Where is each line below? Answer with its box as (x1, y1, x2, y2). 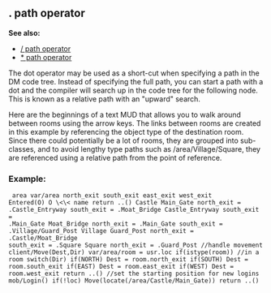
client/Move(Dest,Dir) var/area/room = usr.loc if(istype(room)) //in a (8, 248, 260, 256)
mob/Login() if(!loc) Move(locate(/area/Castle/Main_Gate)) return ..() (8, 277, 260, 285)
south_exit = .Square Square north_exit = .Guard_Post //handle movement (8, 241, 264, 250)
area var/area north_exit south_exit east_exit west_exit (11, 192, 213, 200)
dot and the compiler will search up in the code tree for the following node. (8, 85, 258, 95)
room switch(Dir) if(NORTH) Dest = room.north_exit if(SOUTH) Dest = (8, 256, 249, 264)
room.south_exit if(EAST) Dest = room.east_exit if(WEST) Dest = (8, 263, 234, 271)
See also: (8, 28, 41, 37)
